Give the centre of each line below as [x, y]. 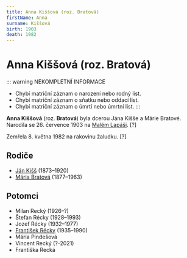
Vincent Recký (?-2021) [44, 243]
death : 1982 [21, 35]
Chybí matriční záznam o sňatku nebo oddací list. [77, 100]
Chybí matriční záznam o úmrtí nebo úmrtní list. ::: [78, 107]
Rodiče [20, 156]
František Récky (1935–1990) [51, 230]
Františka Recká [35, 249]
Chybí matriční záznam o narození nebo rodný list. [78, 94]
